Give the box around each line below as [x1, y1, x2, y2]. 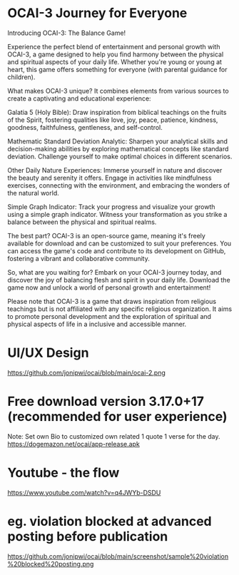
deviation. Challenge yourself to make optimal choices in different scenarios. [7, 152, 233, 161]
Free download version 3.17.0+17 [7, 394, 205, 409]
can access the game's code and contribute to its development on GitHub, [7, 246, 226, 255]
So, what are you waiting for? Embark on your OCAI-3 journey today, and [7, 268, 222, 276]
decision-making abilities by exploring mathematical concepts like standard [7, 144, 229, 153]
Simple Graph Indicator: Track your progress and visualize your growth [7, 202, 215, 211]
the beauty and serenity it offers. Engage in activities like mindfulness [7, 173, 212, 182]
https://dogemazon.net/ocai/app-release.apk [7, 439, 141, 448]
